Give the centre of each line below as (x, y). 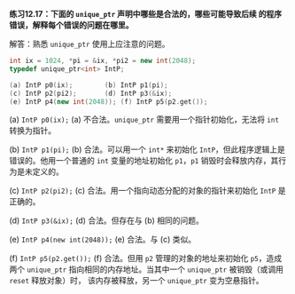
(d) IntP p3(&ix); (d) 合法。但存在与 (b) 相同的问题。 (106, 220)
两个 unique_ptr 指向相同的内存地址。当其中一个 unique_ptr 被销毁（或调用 (146, 269)
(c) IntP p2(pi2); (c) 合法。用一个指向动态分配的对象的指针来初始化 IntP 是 (147, 191)
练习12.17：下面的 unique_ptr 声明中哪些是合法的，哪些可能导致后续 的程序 (145, 14)
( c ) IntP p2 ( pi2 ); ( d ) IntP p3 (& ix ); (91, 93)
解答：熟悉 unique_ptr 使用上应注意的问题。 (89, 44)
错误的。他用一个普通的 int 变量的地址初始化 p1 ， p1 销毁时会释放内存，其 (144, 161)
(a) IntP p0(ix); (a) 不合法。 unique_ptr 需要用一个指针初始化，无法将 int (144, 120)
